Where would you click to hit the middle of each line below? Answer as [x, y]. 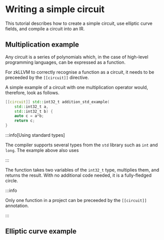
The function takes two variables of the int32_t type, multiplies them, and [82, 170]
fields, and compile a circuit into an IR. [45, 28]
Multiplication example [42, 45]
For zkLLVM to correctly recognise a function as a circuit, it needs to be [80, 72]
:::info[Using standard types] [35, 135]
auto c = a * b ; [29, 116]
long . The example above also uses [42, 150]
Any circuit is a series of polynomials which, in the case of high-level [77, 57]
